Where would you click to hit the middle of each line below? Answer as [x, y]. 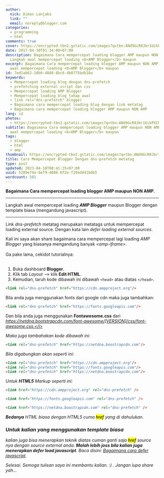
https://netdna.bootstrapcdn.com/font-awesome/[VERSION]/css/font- [76, 321]
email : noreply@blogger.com [38, 23]
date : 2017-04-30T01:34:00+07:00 [39, 50]
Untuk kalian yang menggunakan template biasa [64, 429]
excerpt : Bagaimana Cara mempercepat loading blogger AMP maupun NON [78, 64]
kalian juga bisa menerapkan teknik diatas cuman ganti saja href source [78, 440]
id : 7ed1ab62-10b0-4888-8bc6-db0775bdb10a [49, 73]
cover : [12, 46]
